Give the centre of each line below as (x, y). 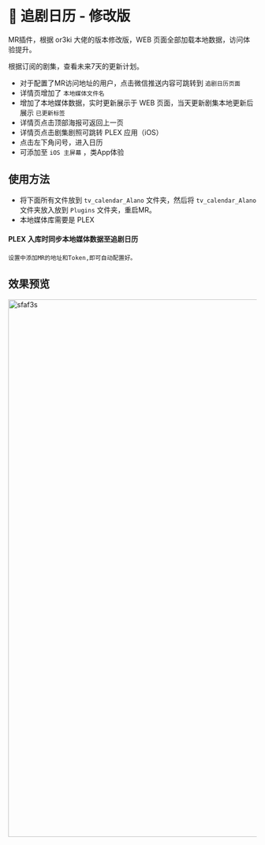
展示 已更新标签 (42, 112)
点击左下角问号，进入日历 (61, 142)
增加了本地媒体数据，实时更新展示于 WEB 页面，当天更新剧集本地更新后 (136, 103)
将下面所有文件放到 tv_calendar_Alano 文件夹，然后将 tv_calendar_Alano (138, 200)
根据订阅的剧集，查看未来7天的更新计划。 (76, 66)
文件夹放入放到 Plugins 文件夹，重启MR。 (88, 209)
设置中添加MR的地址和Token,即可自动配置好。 (72, 257)
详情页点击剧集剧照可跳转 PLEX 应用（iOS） (91, 132)
